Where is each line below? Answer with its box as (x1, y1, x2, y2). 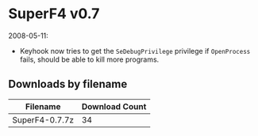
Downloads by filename (8, 77, 128, 91)
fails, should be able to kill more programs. (19, 55, 160, 64)
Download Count (81, 100, 147, 111)
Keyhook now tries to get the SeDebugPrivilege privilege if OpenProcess (19, 46, 251, 55)
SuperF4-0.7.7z (12, 114, 74, 125)
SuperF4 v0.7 (8, 5, 100, 23)
